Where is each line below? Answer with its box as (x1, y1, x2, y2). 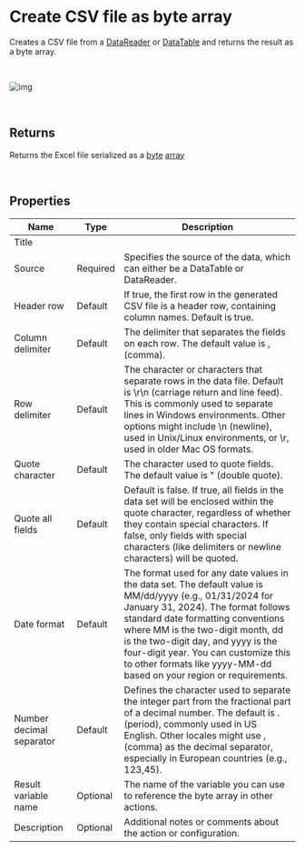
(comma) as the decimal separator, (123, 740, 274, 753)
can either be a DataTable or (123, 262, 244, 275)
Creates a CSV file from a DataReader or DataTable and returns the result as (9, 36, 294, 47)
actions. (123, 800, 158, 813)
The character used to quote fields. (123, 457, 274, 470)
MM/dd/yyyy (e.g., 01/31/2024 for (123, 589, 274, 602)
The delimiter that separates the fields (123, 325, 286, 338)
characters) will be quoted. (123, 552, 239, 565)
